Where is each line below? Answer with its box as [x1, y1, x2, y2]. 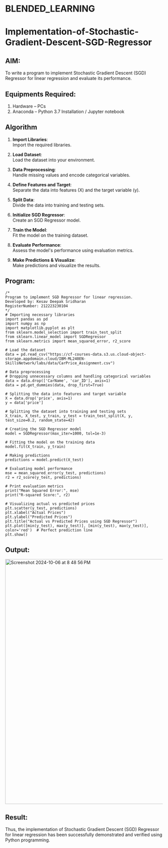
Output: [5, 546, 30, 554]
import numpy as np [5, 321, 46, 326]
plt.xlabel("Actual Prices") [5, 510, 66, 515]
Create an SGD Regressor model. [12, 217, 81, 223]
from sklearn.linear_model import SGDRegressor [5, 334, 106, 339]
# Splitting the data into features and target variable [5, 391, 126, 396]
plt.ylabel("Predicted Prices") [5, 514, 72, 519]
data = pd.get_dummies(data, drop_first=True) [5, 382, 104, 387]
